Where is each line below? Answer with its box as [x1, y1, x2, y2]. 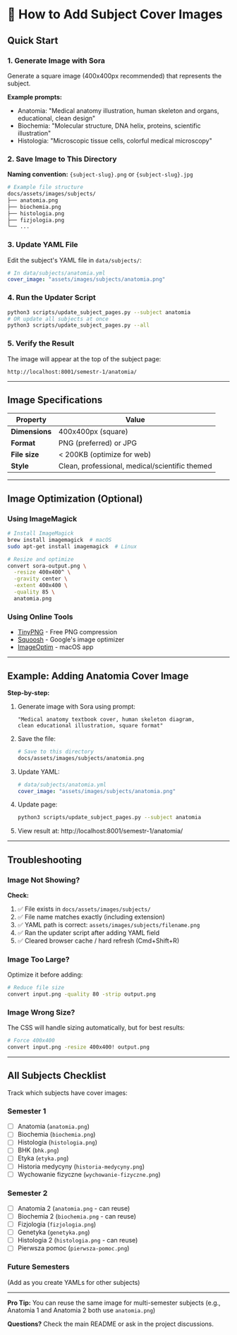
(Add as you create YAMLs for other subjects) [7, 1278, 140, 1286]
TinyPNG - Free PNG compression [17, 628, 118, 636]
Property [16, 415, 47, 425]
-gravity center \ [13, 575, 68, 583]
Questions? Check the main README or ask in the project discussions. [7, 1319, 214, 1328]
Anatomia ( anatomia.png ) [17, 1122, 90, 1131]
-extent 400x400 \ [13, 582, 68, 589]
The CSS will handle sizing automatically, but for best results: [7, 1023, 186, 1032]
